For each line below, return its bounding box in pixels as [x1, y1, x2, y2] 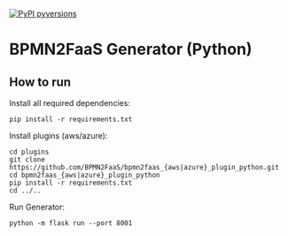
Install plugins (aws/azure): [9, 131, 108, 141]
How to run [9, 74, 72, 89]
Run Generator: [9, 202, 65, 212]
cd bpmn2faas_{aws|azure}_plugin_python [9, 171, 161, 179]
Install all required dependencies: [9, 98, 131, 108]
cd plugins [9, 148, 50, 156]
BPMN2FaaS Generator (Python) [9, 40, 253, 59]
